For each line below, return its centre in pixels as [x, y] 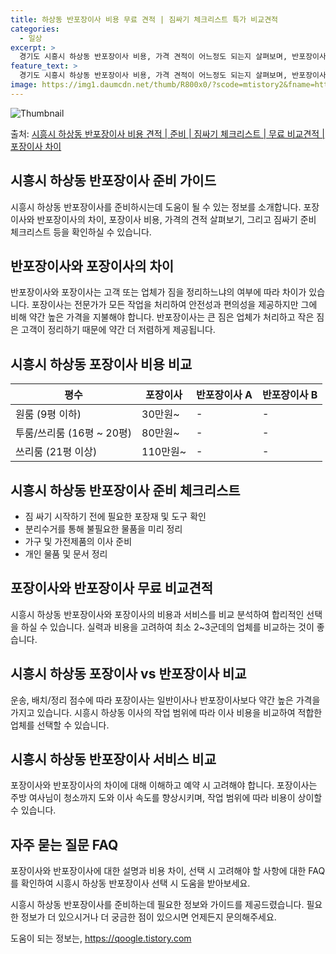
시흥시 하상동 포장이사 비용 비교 [101, 364]
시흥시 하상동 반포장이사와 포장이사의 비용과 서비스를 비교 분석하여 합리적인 [157, 614]
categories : [35, 29]
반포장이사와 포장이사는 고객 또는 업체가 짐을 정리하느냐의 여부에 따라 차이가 [158, 292]
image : [24, 85]
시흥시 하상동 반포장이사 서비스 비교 [113, 759]
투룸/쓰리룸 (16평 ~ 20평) [74, 433]
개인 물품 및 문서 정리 [66, 554]
